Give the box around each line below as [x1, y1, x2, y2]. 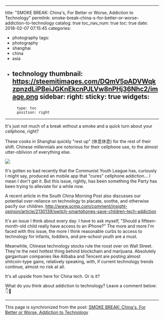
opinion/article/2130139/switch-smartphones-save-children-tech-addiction [5, 208, 157, 214]
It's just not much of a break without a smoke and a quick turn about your [5, 123, 153, 129]
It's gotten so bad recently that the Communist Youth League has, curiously [5, 167, 157, 174]
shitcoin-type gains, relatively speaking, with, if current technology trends [5, 258, 154, 264]
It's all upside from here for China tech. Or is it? [5, 273, 100, 279]
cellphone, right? [5, 128, 39, 134]
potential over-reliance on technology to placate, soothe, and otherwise [5, 198, 149, 204]
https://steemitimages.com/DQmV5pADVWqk [12, 77, 156, 86]
